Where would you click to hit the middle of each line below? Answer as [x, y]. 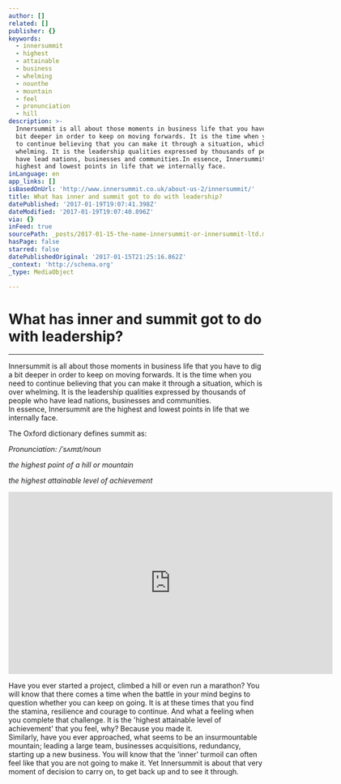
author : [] [27, 16]
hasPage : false [34, 242]
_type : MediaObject [41, 272]
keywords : [25, 38]
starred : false [34, 249]
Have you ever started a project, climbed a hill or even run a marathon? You [134, 686]
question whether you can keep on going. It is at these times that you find [131, 703]
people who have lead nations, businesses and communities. [110, 401]
